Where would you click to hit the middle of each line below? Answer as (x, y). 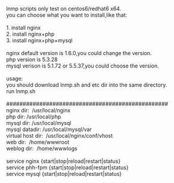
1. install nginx (24, 28)
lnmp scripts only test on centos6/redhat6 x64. (64, 9)
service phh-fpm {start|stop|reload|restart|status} (68, 167)
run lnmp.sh (21, 91)
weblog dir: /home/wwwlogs (42, 148)
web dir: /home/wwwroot (38, 142)
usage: (15, 78)
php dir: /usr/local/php (34, 117)
